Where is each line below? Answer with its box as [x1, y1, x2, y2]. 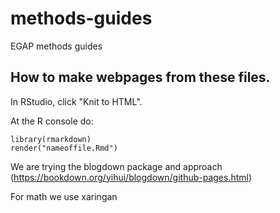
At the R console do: [10, 115, 94, 127]
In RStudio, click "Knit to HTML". [10, 95, 143, 107]
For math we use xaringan [10, 190, 118, 202]
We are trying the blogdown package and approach [10, 160, 223, 172]
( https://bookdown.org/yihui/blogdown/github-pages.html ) [10, 171, 253, 183]
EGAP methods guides [10, 40, 103, 52]
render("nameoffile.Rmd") [10, 143, 118, 153]
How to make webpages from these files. [10, 69, 271, 86]
